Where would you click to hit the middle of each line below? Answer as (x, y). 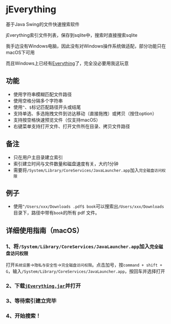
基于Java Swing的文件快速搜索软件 (43, 24)
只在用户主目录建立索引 (38, 157)
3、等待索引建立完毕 (31, 300)
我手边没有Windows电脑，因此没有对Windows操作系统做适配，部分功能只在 (86, 46)
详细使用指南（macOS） (45, 231)
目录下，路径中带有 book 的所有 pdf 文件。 (56, 213)
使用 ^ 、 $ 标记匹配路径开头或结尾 (47, 107)
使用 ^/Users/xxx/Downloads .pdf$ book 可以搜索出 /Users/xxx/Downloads (89, 206)
